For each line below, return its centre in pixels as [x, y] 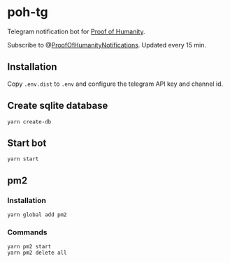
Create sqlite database [58, 106]
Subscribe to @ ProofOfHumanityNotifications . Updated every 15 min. [107, 45]
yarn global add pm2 [37, 215]
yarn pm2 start [29, 247]
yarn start [23, 159]
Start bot [27, 143]
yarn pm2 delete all [37, 253]
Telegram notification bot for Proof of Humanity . [76, 31]
